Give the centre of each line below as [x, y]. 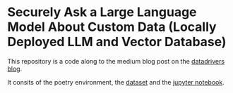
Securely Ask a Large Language [102, 12]
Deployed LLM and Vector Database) [117, 42]
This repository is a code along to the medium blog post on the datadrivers [116, 61]
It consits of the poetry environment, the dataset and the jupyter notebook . [116, 82]
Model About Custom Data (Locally [112, 27]
